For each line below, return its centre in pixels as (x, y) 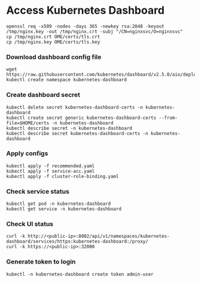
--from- (168, 118)
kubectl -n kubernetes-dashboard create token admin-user (80, 274)
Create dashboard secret (43, 95)
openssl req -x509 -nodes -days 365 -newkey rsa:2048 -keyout (85, 26)
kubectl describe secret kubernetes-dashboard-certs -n (77, 133)
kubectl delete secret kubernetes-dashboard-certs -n (75, 107)
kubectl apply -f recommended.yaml (51, 166)
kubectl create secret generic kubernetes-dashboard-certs (81, 118)
